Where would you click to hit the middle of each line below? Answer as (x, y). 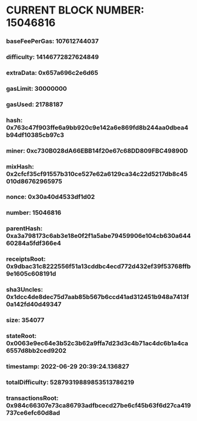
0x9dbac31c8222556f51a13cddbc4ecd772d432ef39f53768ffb (98, 267)
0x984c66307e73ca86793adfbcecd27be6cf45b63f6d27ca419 (98, 405)
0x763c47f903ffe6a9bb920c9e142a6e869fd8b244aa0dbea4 (97, 127)
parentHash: (24, 228)
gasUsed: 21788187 (35, 104)
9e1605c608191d (31, 274)
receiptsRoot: (26, 259)
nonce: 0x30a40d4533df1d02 (51, 197)
